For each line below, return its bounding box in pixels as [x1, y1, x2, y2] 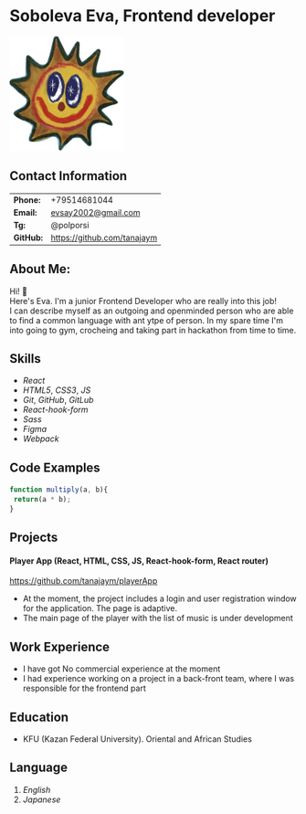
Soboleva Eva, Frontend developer [9, 5, 276, 26]
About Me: [9, 261, 71, 277]
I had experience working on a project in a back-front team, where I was [22, 673, 295, 684]
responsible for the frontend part [22, 682, 146, 694]
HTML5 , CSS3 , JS [22, 385, 91, 396]
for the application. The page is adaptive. [22, 603, 178, 614]
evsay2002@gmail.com [50, 206, 141, 217]
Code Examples [9, 460, 100, 475]
